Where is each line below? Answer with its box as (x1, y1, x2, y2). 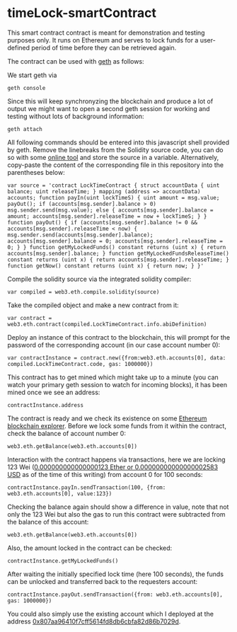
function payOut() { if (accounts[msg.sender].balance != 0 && (7, 219, 198, 226)
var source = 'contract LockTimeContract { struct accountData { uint (7, 182, 220, 189)
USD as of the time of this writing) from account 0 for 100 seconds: (7, 470, 203, 478)
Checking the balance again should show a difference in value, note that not (7, 502, 229, 511)
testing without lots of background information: (7, 112, 144, 120)
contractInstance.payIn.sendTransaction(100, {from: (7, 483, 166, 491)
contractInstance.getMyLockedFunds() (7, 557, 119, 564)
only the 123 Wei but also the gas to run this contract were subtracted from (7, 510, 226, 518)
